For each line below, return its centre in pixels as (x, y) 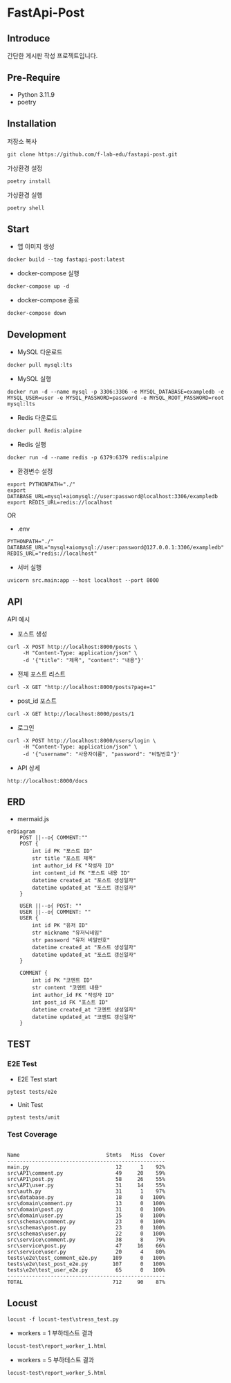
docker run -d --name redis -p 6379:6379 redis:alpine (88, 458)
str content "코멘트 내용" (67, 987)
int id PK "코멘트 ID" (63, 980)
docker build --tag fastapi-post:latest (66, 260)
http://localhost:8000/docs (48, 781)
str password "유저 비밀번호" (71, 940)
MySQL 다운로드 (40, 352)
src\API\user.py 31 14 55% (86, 1185)
